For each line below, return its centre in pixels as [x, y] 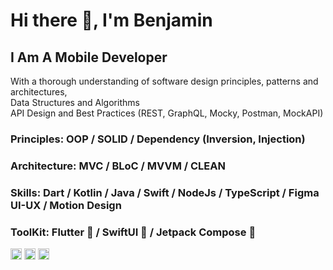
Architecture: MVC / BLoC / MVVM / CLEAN [118, 166]
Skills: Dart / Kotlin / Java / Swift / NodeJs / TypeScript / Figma [165, 192]
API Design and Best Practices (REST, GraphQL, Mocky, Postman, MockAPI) [167, 113]
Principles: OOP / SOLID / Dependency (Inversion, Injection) [158, 139]
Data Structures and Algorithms [75, 102]
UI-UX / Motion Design [66, 205]
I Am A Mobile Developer [89, 57]
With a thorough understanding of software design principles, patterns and [164, 81]
